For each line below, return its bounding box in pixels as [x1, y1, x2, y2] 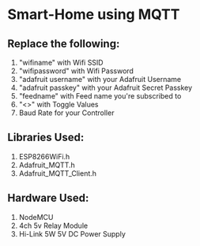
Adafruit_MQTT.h [18, 160, 76, 170]
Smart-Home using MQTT [7, 6, 180, 24]
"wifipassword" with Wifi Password [18, 66, 134, 76]
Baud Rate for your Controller [18, 108, 115, 117]
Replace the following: [7, 37, 120, 50]
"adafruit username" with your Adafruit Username [18, 75, 182, 84]
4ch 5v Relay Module [18, 221, 89, 230]
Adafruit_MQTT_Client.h [18, 168, 96, 178]
